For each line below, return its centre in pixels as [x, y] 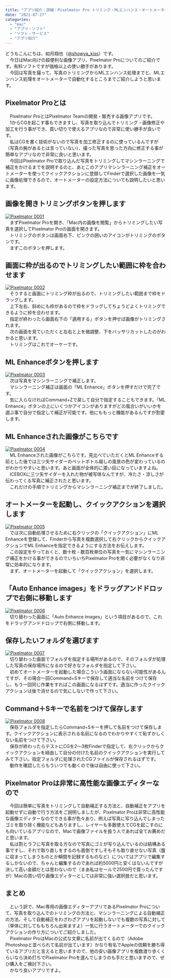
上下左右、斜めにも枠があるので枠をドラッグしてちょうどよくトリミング [85, 306]
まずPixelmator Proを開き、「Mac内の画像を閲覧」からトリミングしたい [84, 222]
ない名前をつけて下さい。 [32, 740]
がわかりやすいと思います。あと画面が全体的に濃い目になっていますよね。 [83, 468]
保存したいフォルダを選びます [52, 640]
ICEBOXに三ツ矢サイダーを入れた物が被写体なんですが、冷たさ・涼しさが [87, 474]
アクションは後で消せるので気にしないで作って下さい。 [63, 691]
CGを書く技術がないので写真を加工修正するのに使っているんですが [89, 142]
